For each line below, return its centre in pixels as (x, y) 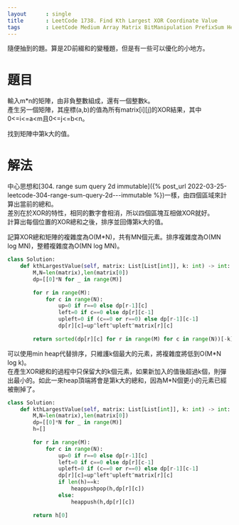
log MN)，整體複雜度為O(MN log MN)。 (65, 246)
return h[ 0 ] (51, 515)
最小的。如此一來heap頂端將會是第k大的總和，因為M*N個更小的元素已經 (120, 380)
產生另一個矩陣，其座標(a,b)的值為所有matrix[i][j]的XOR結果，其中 (105, 110)
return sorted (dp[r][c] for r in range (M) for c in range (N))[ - (130, 339)
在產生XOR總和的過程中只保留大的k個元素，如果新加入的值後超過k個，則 (114, 371)
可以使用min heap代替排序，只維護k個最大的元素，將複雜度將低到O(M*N (115, 353)
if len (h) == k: (79, 482)
